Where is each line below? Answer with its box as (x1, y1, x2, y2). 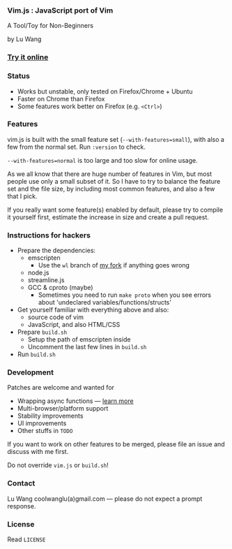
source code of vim (27, 313, 84, 321)
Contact (7, 478, 36, 488)
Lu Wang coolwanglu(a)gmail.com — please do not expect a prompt (7, 495, 203, 503)
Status (7, 71, 30, 81)
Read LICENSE (7, 535, 46, 543)
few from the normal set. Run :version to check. (7, 142, 146, 151)
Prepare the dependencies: (17, 247, 96, 255)
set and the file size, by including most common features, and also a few (7, 184, 215, 193)
